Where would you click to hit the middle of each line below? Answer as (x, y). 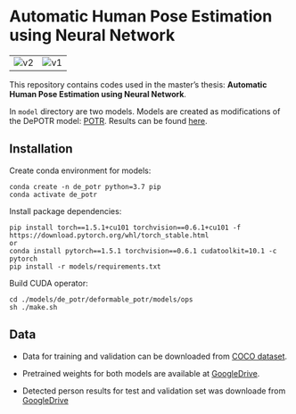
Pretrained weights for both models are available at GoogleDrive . (141, 373)
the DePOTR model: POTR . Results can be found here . (108, 120)
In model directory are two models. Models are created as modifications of (145, 111)
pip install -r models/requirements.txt (86, 266)
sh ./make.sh (33, 307)
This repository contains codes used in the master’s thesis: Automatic (138, 84)
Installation (41, 149)
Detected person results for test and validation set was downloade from (154, 391)
